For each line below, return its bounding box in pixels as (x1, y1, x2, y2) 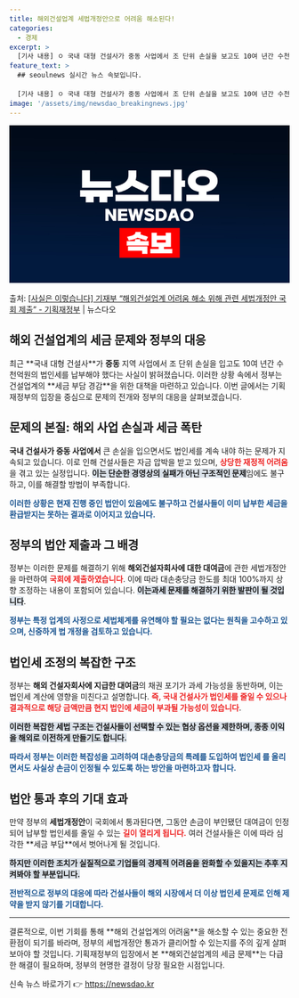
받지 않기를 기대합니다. (25, 899, 104, 910)
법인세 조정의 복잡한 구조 (9, 655, 136, 670)
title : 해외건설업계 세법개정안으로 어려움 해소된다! (9, 14, 175, 23)
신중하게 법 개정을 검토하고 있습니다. (28, 626, 153, 637)
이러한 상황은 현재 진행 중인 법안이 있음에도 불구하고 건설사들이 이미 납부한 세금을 (9, 497, 288, 508)
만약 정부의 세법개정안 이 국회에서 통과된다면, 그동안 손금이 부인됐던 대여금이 (9, 816, 273, 828)
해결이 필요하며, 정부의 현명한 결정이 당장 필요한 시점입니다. (18, 960, 225, 970)
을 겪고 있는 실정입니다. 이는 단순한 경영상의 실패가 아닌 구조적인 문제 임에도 (9, 468, 269, 479)
